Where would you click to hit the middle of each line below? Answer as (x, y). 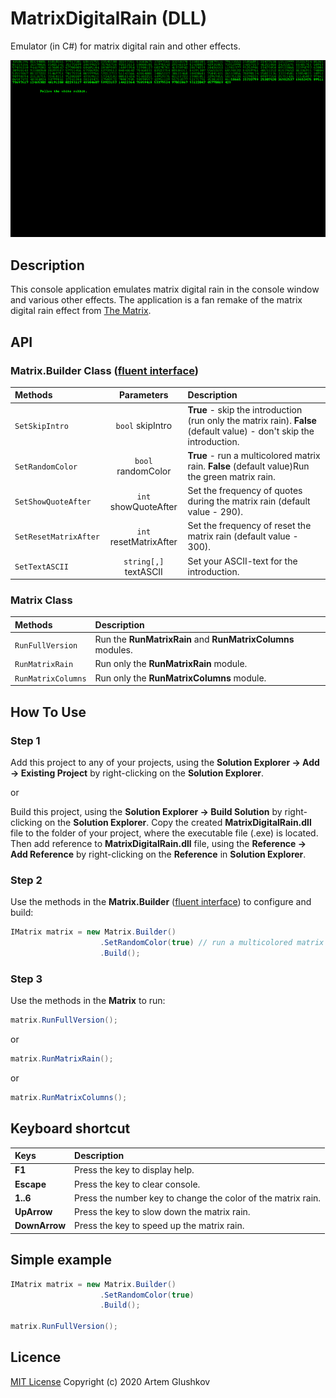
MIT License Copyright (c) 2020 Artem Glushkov (110, 1381)
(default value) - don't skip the (251, 431)
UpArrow (33, 1212)
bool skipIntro (144, 426)
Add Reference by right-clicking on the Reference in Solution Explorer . (158, 854)
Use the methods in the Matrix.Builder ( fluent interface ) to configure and (161, 902)
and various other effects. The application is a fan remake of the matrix (156, 300)
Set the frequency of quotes (245, 491)
